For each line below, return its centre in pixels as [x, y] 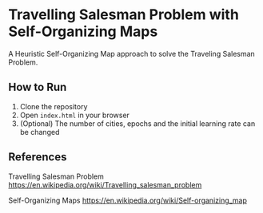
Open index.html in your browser [75, 115]
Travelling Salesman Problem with [124, 15]
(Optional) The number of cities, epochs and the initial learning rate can [137, 123]
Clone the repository [54, 106]
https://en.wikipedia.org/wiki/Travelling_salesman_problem [105, 184]
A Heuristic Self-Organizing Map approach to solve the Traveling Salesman [132, 53]
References [38, 157]
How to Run [38, 87]
